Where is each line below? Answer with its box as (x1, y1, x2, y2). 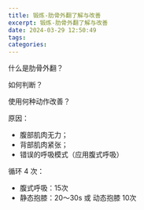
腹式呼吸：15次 (19, 183, 68, 193)
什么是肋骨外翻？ (8, 64, 64, 73)
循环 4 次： (8, 167, 45, 176)
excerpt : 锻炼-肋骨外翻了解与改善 (8, 19, 109, 27)
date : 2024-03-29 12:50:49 (8, 26, 97, 34)
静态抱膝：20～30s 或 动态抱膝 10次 (19, 193, 137, 203)
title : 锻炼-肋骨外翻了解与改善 (8, 11, 102, 20)
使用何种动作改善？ (8, 97, 71, 106)
